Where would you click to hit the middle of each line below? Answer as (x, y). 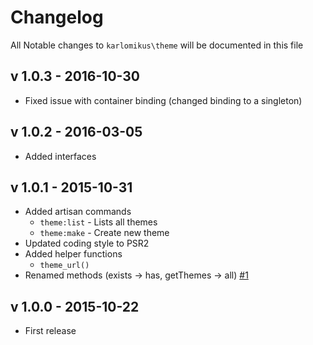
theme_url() (64, 266)
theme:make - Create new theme (104, 233)
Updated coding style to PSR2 (87, 243)
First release (50, 331)
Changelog (57, 17)
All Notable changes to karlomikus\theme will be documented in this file (157, 45)
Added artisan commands (78, 212)
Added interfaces (60, 156)
